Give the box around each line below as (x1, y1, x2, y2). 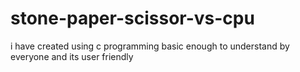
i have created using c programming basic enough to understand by (10, 40, 290, 52)
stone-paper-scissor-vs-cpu (10, 7, 255, 30)
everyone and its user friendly (10, 50, 134, 62)
